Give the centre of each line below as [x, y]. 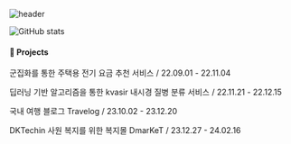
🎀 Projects [29, 52]
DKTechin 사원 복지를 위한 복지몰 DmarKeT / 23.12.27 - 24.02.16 [125, 130]
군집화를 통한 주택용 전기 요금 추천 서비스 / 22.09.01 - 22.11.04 [120, 73]
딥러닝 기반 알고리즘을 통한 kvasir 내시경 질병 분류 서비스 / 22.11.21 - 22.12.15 [145, 92]
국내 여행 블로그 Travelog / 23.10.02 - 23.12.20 [94, 112]
